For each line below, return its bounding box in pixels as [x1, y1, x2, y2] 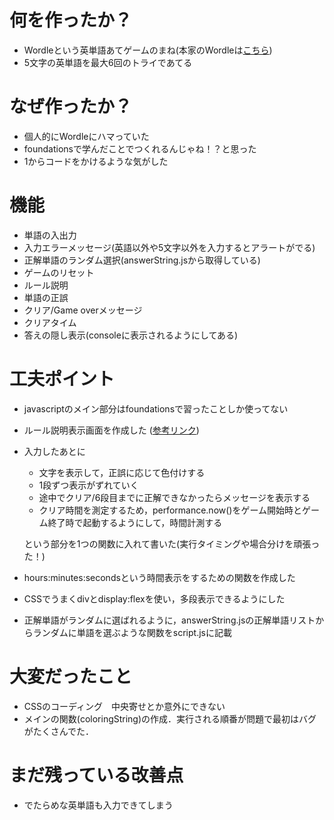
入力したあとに [23, 445, 86, 457]
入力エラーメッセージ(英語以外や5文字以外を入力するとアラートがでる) [23, 241, 316, 253]
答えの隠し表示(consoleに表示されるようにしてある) [23, 329, 239, 341]
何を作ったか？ [9, 9, 133, 32]
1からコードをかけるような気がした [23, 155, 169, 167]
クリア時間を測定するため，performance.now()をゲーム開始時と [38, 504, 303, 516]
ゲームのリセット [23, 266, 95, 278]
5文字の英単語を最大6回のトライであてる [23, 56, 193, 68]
